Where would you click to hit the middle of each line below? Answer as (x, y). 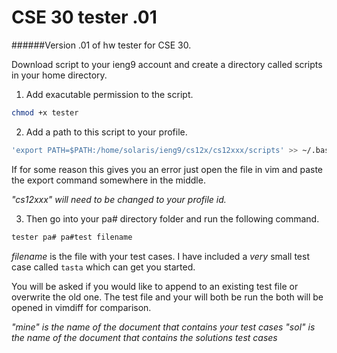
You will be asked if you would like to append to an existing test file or (155, 286)
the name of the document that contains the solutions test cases (144, 337)
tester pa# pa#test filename (72, 237)
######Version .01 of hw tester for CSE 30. (101, 45)
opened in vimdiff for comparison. (81, 307)
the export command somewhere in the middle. (108, 180)
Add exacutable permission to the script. (109, 94)
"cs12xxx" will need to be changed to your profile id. (119, 199)
